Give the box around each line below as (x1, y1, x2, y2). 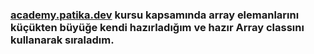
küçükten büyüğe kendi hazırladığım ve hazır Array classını (10, 20, 305, 34)
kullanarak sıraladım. (10, 33, 115, 47)
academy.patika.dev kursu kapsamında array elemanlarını (10, 8, 300, 22)
